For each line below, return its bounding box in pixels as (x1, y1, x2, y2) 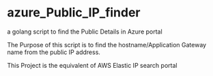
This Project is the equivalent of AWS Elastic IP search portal (7, 61, 177, 69)
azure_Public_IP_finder (7, 5, 141, 21)
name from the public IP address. (7, 48, 101, 56)
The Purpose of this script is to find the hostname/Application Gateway (7, 40, 207, 49)
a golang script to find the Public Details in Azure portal (7, 27, 162, 36)
